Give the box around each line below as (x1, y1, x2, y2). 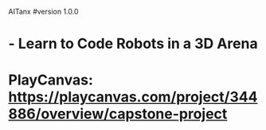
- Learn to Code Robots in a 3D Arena (8, 35, 258, 53)
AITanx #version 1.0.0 (8, 7, 79, 16)
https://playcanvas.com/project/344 (8, 88, 258, 106)
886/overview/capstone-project (8, 105, 228, 123)
